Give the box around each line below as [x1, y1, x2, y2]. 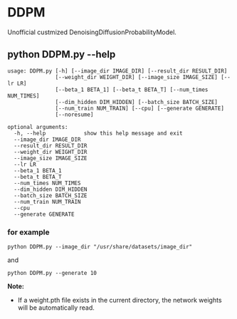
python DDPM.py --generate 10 [7, 270, 98, 277]
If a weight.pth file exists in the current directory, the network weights [17, 296, 222, 305]
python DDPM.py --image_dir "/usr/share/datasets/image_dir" [7, 244, 193, 251]
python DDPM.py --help [7, 48, 116, 61]
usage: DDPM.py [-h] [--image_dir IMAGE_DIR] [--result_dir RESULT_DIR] [7, 67, 228, 75]
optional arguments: [7, 123, 69, 130]
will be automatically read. [17, 303, 95, 312]
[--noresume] [55, 111, 94, 118]
